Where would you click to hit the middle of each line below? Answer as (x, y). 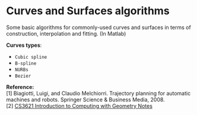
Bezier (23, 76)
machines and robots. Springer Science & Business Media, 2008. (85, 100)
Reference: (20, 87)
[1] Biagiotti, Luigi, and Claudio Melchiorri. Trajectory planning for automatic (99, 93)
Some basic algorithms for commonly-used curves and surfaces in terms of (99, 27)
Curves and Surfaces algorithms (88, 11)
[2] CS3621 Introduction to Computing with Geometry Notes (80, 106)
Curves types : (24, 45)
